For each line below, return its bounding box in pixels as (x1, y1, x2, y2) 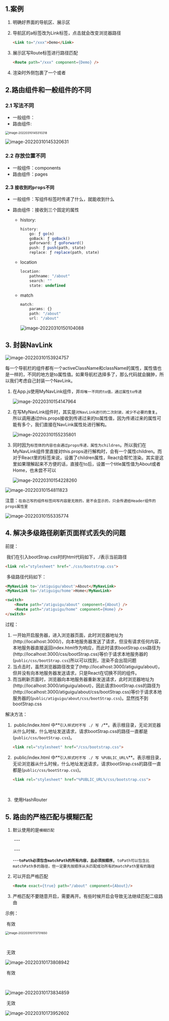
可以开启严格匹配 (12, 873, 48, 879)
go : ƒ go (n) (29, 231, 54, 236)
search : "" (29, 278, 52, 283)
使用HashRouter (14, 797, 48, 803)
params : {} (29, 307, 52, 312)
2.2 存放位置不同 (5, 152, 46, 159)
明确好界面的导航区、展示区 (12, 19, 71, 25)
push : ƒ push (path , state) (29, 245, 86, 251)
